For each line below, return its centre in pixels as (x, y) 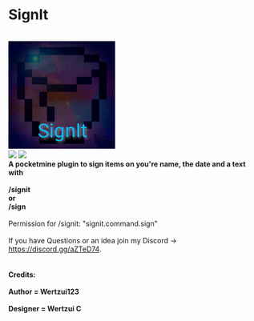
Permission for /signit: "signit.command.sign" (83, 223)
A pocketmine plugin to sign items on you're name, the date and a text (127, 164)
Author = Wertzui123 (44, 291)
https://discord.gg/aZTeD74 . (55, 249)
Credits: (22, 275)
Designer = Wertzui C (45, 308)
